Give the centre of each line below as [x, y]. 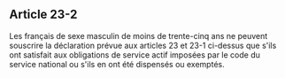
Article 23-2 [43, 15]
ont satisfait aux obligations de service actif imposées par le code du [135, 55]
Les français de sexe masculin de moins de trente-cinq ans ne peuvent [139, 35]
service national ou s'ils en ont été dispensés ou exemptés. [117, 64]
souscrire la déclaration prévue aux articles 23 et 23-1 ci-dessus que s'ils [143, 45]
